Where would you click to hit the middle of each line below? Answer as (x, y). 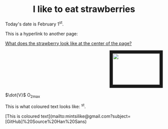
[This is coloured (22, 116)
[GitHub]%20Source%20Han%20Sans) (46, 121)
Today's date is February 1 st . (34, 23)
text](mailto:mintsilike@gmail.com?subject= (86, 116)
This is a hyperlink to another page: (42, 33)
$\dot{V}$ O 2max (23, 95)
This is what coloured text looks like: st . (45, 106)
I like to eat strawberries (84, 9)
